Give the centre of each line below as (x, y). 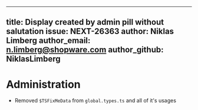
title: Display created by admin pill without (85, 22)
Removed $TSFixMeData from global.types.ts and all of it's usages (95, 101)
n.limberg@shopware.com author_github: (85, 50)
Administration (43, 84)
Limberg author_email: (48, 41)
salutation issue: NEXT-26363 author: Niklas (90, 31)
